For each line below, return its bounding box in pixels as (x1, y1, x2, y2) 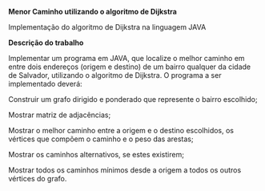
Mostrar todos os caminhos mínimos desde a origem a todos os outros (8, 165, 242, 175)
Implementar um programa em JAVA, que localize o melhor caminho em (8, 54, 246, 63)
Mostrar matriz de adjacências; (8, 110, 111, 120)
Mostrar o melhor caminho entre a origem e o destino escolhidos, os (8, 126, 235, 135)
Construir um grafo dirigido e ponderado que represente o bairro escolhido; (8, 95, 258, 104)
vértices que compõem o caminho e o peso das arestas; (8, 134, 194, 144)
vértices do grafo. (8, 174, 67, 183)
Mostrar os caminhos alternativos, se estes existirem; (8, 150, 184, 159)
